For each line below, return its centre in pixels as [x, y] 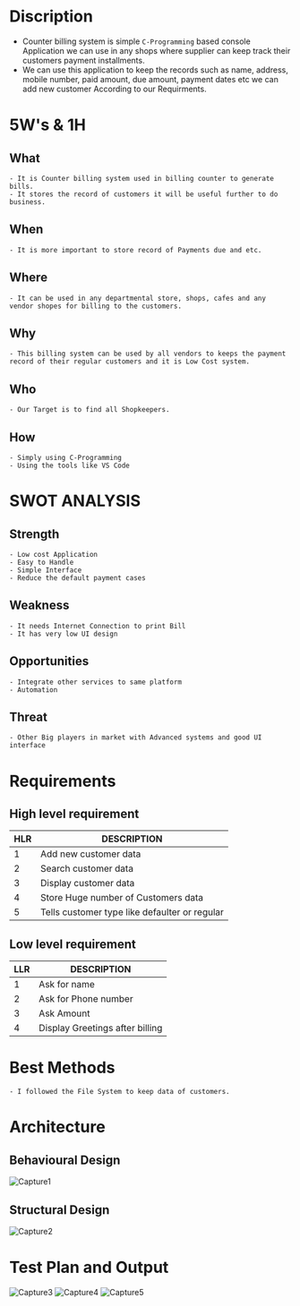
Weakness [39, 606]
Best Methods [62, 1068]
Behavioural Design [65, 1160]
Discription [51, 17]
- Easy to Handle [42, 562]
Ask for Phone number [86, 999]
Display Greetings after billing [101, 1029]
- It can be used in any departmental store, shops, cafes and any [138, 298]
